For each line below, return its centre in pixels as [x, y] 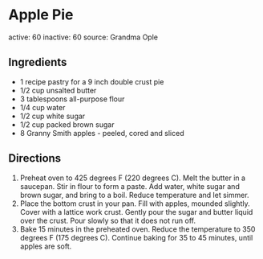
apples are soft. [46, 246]
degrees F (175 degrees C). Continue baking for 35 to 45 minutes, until [136, 237]
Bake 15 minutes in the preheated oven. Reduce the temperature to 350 [138, 229]
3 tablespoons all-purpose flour [72, 99]
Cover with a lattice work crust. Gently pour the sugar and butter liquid [136, 212]
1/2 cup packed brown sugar [67, 124]
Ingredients [38, 62]
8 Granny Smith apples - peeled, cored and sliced [102, 133]
